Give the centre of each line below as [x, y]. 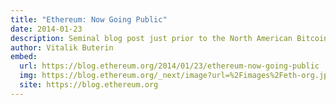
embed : [24, 57]
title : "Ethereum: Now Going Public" [89, 19]
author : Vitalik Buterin [62, 47]
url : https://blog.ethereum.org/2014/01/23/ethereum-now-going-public [169, 66]
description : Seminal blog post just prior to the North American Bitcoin [169, 38]
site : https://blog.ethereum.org [89, 85]
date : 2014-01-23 [46, 29]
